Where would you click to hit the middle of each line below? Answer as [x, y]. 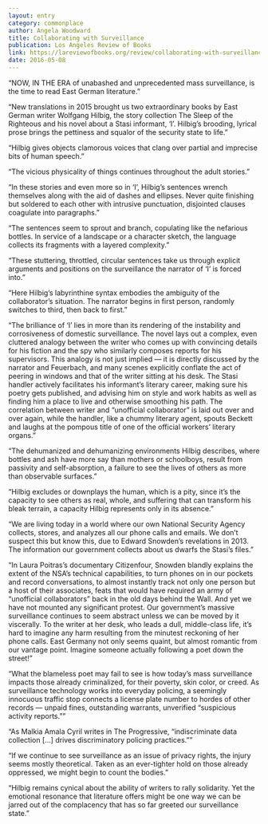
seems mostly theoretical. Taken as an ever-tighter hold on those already [128, 763]
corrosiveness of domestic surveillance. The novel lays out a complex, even [133, 333]
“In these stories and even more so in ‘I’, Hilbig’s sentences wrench [118, 187]
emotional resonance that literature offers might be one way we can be [125, 796]
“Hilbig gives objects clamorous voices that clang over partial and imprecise [133, 148]
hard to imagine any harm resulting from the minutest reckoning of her [124, 633]
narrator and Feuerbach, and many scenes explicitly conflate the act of [125, 367]
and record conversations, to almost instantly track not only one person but [132, 582]
